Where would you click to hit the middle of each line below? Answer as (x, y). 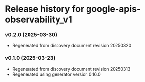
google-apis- (113, 9)
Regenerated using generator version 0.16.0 (56, 74)
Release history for (45, 9)
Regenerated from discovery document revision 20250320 (72, 46)
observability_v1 (39, 19)
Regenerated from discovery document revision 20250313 (71, 69)
